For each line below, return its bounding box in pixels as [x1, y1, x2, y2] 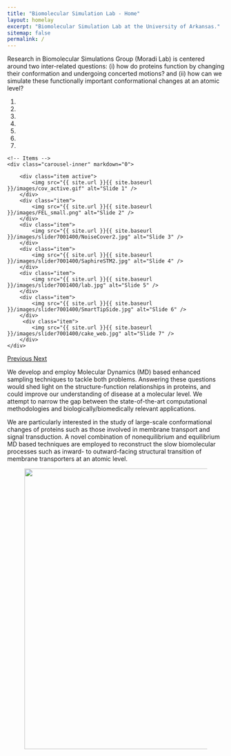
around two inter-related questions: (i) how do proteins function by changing [7, 62, 225, 70]
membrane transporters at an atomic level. [7, 455, 128, 463]
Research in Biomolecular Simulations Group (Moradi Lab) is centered [7, 55, 205, 63]
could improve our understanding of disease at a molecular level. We [7, 390, 203, 398]
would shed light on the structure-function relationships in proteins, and [7, 383, 212, 391]
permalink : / [7, 36, 45, 43]
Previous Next [7, 355, 48, 363]
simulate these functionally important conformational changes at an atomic [7, 77, 220, 85]
